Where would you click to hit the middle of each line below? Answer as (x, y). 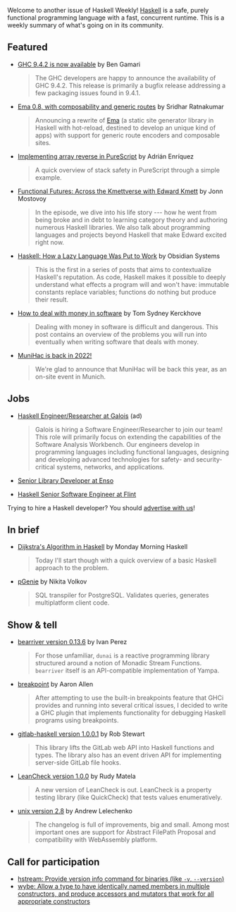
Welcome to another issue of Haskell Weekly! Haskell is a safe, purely (108, 10)
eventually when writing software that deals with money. (117, 342)
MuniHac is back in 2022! (55, 355)
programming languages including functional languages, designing (132, 452)
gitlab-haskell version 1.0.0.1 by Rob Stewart (81, 734)
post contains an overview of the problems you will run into (121, 334)
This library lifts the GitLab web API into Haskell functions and (125, 748)
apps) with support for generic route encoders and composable (128, 135)
